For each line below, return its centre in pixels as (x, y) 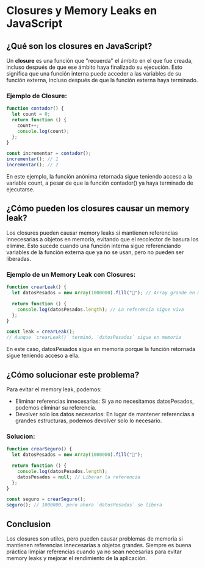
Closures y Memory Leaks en (82, 11)
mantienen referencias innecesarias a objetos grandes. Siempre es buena (99, 545)
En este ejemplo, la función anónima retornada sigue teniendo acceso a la (99, 177)
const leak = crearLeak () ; (41, 332)
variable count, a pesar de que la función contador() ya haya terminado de (100, 183)
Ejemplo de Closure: (37, 96)
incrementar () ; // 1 (33, 159)
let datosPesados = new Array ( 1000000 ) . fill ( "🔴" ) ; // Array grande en (103, 293)
